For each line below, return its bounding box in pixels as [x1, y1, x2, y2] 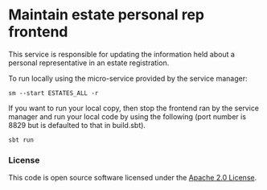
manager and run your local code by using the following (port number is [8, 111, 247, 122]
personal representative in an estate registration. [8, 58, 170, 68]
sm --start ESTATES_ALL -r [8, 89, 99, 97]
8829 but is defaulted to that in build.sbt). [8, 120, 146, 130]
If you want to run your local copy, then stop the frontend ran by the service [8, 103, 260, 113]
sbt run [8, 135, 35, 144]
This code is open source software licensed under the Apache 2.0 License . [8, 173, 257, 183]
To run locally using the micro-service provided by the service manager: [8, 73, 248, 83]
